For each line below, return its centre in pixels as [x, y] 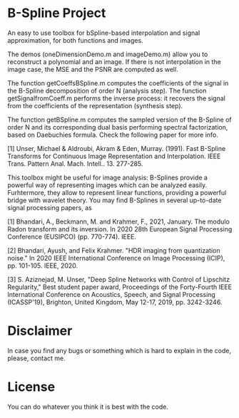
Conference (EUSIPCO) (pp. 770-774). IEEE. [72, 236]
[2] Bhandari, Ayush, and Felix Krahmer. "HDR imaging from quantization [114, 250]
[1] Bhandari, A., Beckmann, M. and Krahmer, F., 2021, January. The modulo [118, 221]
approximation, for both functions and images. [76, 40]
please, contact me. [36, 358]
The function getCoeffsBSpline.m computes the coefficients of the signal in [118, 83]
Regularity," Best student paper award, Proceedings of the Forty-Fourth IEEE [119, 287]
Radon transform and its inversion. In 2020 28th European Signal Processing [120, 229]
